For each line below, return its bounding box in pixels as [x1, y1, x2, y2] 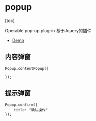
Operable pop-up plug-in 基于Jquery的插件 [5, 27, 92, 33]
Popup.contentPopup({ [5, 66, 49, 71]
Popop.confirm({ [5, 102, 38, 107]
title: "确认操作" [14, 107, 48, 112]
